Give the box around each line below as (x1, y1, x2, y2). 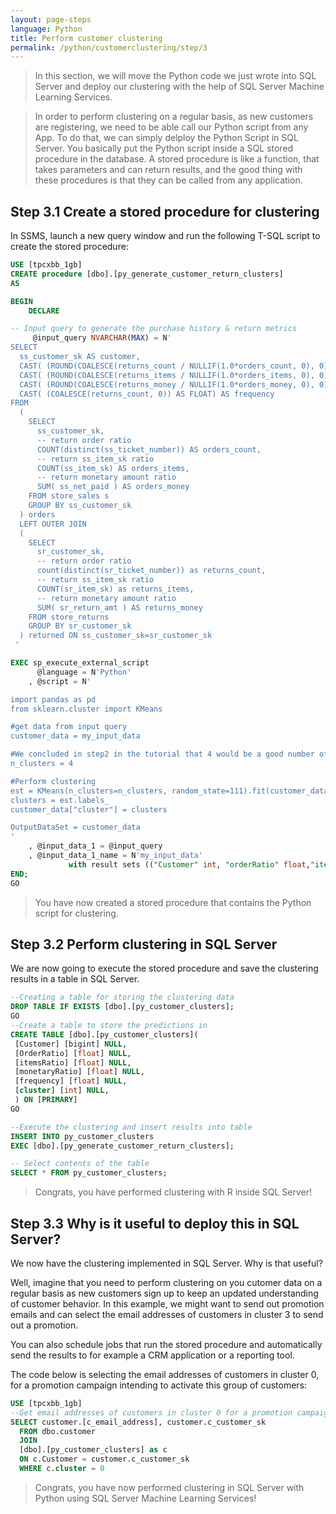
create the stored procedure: (10, 241, 129, 253)
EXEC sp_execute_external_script (10, 658, 150, 668)
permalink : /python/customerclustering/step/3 (10, 42, 208, 53)
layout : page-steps (10, 14, 92, 25)
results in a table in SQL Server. (10, 973, 140, 985)
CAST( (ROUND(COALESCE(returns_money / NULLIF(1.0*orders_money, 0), (19, 379, 315, 390)
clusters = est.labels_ (10, 795, 110, 805)
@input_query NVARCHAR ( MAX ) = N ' (32, 333, 172, 343)
